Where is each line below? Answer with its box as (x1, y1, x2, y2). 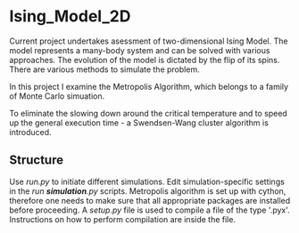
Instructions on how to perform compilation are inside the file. (9, 213, 237, 224)
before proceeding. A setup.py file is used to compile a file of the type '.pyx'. (9, 205, 290, 215)
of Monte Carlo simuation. (9, 91, 105, 101)
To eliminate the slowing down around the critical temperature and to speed (9, 108, 287, 118)
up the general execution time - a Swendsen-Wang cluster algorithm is (9, 117, 270, 128)
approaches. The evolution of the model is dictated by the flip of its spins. (9, 54, 280, 65)
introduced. (9, 126, 52, 137)
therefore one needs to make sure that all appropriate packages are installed (9, 195, 291, 205)
